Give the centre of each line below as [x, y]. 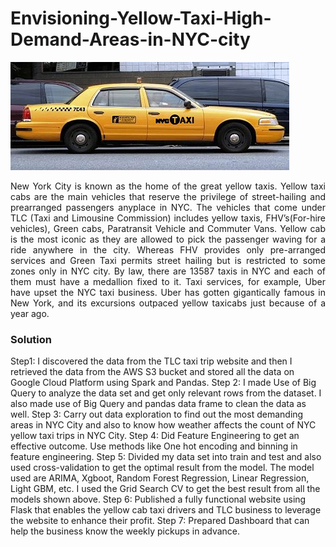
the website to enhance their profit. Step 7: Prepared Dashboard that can [160, 521]
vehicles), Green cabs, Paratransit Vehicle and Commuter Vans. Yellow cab [168, 228]
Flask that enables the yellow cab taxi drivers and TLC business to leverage [166, 510]
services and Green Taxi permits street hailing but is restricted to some [168, 260]
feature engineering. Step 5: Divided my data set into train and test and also [166, 457]
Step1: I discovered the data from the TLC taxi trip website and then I [151, 361]
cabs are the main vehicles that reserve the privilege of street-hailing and [168, 196]
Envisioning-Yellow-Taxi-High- [141, 18]
